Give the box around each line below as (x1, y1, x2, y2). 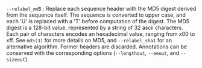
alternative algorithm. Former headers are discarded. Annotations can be (6, 43, 188, 50)
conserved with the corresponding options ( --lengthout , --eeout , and (6, 50, 180, 56)
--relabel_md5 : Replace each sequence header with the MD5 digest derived (6, 5, 197, 12)
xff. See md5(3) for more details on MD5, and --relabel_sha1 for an (6, 37, 172, 44)
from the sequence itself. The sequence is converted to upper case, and (6, 11, 186, 18)
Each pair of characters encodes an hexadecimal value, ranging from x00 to (6, 30, 195, 38)
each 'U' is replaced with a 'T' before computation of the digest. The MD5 (6, 18, 190, 24)
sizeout (6, 57, 26, 63)
